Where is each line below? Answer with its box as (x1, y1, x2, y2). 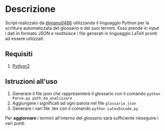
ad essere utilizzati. (5, 36, 44, 42)
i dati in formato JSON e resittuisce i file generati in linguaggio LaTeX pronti (5, 30, 158, 36)
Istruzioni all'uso (5, 78, 58, 86)
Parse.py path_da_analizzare (12, 95, 72, 101)
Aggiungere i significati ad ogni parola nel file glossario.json (12, 100, 136, 106)
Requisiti (5, 50, 33, 58)
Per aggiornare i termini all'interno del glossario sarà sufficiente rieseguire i (5, 115, 159, 121)
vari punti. (5, 120, 26, 126)
